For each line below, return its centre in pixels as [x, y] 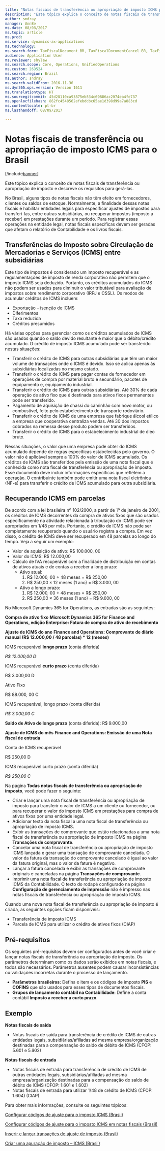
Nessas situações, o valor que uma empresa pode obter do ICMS [71, 446]
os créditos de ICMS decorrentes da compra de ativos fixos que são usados [82, 516]
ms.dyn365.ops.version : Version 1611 [44, 87]
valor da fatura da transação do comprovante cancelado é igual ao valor [85, 858]
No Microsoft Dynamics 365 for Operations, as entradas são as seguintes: [80, 608]
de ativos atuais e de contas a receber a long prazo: [65, 567]
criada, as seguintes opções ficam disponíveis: [53, 910]
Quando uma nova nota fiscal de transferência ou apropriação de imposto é [82, 904]
